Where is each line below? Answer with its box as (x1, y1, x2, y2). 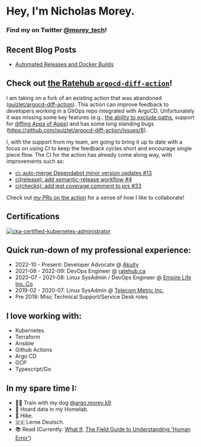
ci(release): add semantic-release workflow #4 (15, 176, 132, 183)
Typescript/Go (15, 365, 51, 373)
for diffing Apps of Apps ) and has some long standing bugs (6, 120, 154, 127)
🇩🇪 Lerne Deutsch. (15, 418, 65, 425)
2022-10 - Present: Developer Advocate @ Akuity (15, 261, 139, 268)
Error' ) (15, 434, 31, 442)
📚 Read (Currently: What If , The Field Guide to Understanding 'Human (15, 425, 191, 432)
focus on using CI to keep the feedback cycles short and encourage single (6, 144, 192, 152)
